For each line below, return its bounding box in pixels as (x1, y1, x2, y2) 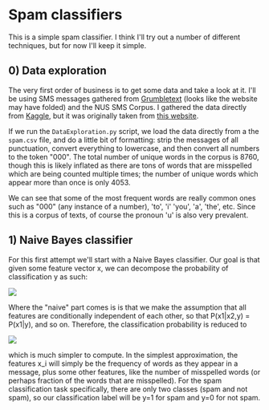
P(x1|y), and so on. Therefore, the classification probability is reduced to (8, 319, 247, 329)
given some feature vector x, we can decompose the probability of (8, 263, 229, 273)
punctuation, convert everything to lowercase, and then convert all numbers (8, 143, 260, 153)
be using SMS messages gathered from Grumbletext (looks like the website (8, 94, 259, 104)
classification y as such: (8, 271, 88, 282)
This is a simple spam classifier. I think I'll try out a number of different (8, 32, 241, 42)
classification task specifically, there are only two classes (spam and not (8, 384, 248, 394)
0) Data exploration (8, 64, 107, 78)
